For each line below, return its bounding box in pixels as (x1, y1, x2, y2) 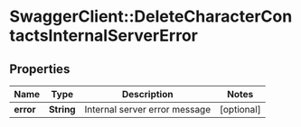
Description (121, 88, 174, 100)
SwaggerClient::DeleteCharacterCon (9, 6, 293, 27)
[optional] (220, 104, 261, 115)
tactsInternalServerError (9, 25, 199, 46)
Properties (9, 61, 71, 77)
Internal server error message (84, 104, 211, 115)
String (48, 104, 76, 115)
